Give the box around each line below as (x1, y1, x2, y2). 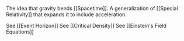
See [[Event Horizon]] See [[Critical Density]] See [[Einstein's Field (6, 23, 166, 29)
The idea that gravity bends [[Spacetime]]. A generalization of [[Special (6, 5, 178, 12)
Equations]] (6, 28, 34, 35)
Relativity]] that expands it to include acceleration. (6, 11, 127, 18)
